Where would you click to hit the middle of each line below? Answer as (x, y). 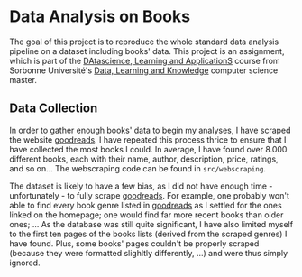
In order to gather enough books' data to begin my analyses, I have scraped (150, 130)
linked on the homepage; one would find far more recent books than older (146, 215)
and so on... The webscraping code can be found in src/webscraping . (137, 168)
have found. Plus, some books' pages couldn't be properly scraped (134, 243)
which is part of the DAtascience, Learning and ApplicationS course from (145, 60)
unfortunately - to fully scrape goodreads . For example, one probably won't (150, 195)
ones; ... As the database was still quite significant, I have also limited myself (151, 224)
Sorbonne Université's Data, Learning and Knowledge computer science (144, 70)
